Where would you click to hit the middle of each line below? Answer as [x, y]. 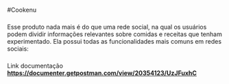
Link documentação [35, 66]
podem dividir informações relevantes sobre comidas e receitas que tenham [115, 34]
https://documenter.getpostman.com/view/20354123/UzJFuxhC [102, 73]
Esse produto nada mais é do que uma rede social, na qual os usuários [107, 27]
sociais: [18, 48]
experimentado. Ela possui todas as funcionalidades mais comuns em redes [114, 41]
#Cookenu [22, 10]
